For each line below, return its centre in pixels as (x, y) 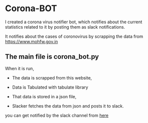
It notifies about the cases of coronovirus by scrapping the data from (74, 36)
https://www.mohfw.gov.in (32, 41)
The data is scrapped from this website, (52, 77)
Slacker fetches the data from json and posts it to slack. (68, 106)
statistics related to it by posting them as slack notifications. (65, 27)
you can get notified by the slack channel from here (57, 115)
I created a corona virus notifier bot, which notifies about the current (74, 22)
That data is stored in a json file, (44, 96)
